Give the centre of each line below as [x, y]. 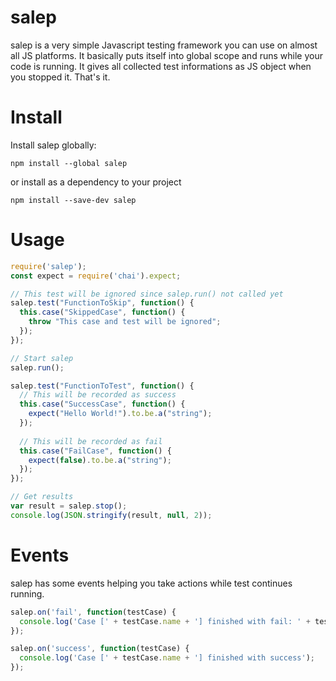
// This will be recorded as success [98, 395]
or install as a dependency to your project [96, 182]
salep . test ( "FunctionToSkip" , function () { [102, 303]
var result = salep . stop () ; [69, 506]
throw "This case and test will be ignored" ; [125, 322]
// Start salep [42, 358]
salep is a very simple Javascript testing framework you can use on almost [164, 45]
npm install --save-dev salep [73, 200]
